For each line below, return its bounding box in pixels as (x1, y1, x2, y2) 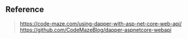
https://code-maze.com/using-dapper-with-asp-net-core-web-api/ (19, 20, 182, 27)
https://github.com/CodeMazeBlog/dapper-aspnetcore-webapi (19, 26, 172, 33)
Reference (5, 5, 44, 15)
